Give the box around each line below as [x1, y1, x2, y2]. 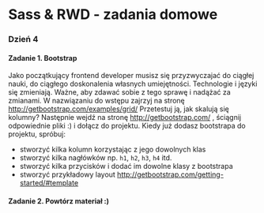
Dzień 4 [8, 34, 39, 45]
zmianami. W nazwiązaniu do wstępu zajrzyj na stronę [8, 96, 186, 106]
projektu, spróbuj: [8, 129, 66, 139]
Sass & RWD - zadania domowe [8, 6, 218, 24]
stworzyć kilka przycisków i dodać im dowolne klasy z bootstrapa [19, 162, 233, 171]
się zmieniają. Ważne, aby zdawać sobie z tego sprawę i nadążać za [8, 88, 231, 97]
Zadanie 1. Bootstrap [8, 53, 77, 62]
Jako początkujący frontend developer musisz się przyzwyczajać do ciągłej [8, 71, 255, 80]
